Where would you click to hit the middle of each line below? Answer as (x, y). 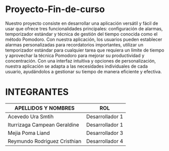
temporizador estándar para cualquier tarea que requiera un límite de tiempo (85, 50)
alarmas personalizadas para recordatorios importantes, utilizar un (74, 44)
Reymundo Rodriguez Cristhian (45, 141)
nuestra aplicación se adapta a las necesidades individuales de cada (76, 66)
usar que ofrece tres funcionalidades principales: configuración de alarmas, (84, 28)
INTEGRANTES (37, 92)
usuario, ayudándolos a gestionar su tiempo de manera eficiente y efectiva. (84, 71)
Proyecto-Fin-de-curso (55, 9)
